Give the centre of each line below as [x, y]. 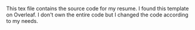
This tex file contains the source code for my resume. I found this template [97, 9]
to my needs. [22, 21]
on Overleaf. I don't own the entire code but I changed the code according [97, 15]
